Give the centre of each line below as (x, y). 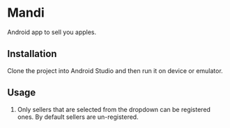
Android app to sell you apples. (52, 32)
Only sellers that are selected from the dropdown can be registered (114, 109)
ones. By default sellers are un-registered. (78, 117)
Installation (32, 54)
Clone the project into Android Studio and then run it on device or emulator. (115, 70)
